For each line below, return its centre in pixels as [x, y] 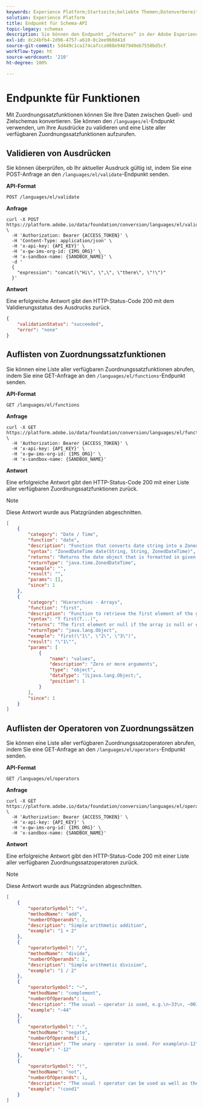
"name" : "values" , [72, 659]
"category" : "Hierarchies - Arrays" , [75, 602]
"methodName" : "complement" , [65, 993]
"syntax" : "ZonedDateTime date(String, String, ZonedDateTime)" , [112, 551]
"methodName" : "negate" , [59, 1033]
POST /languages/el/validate [43, 197]
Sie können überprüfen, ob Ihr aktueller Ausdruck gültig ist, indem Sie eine [99, 168]
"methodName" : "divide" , [59, 954]
